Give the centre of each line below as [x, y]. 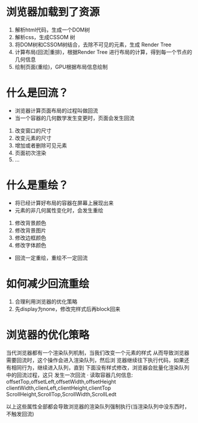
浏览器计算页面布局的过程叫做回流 [56, 110]
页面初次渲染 [30, 152]
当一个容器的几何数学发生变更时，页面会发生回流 [74, 118]
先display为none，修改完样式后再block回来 [67, 308]
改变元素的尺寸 [33, 138]
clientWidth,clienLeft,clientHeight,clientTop [59, 388]
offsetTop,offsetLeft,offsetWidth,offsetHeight [61, 381]
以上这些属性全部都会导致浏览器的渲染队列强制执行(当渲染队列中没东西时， [98, 406]
